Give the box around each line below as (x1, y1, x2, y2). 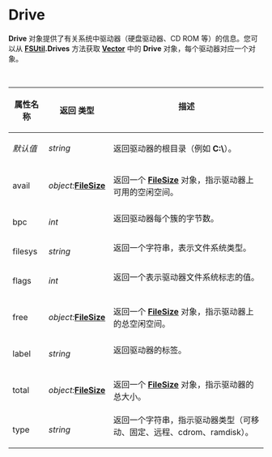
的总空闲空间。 (113, 318, 171, 329)
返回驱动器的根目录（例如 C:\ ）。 (113, 143, 236, 154)
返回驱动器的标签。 (113, 344, 187, 356)
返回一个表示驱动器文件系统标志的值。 (113, 271, 260, 283)
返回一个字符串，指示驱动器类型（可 (113, 414, 252, 425)
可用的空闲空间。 (113, 186, 179, 198)
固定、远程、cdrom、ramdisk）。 (129, 426, 253, 438)
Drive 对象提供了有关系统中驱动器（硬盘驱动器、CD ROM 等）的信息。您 (8, 33, 251, 43)
